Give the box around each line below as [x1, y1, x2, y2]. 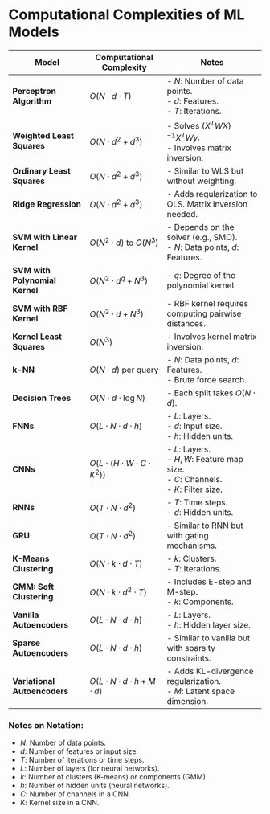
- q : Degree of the [166, 269, 235, 280]
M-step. [166, 586, 198, 597]
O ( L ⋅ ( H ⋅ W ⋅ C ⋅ [89, 457, 151, 468]
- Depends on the [166, 221, 235, 232]
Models [8, 22, 59, 41]
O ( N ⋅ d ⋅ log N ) [89, 392, 146, 403]
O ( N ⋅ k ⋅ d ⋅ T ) [89, 558, 143, 569]
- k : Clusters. [166, 553, 217, 564]
